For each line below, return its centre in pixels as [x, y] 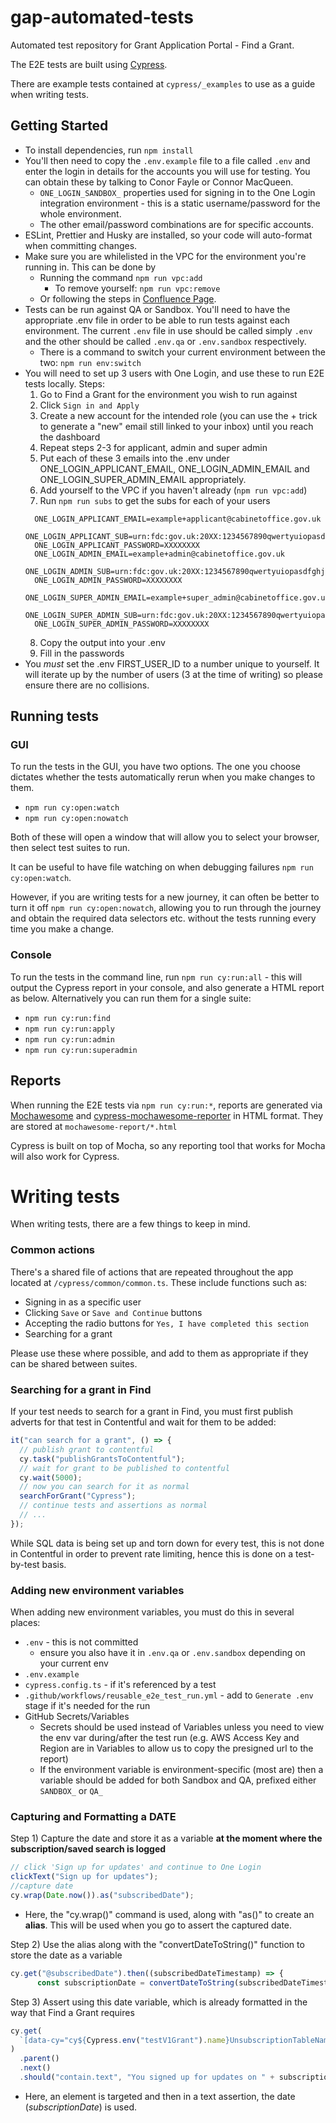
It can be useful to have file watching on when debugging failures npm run [162, 867]
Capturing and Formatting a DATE [93, 1817]
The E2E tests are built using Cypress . [89, 64]
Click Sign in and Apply [89, 405]
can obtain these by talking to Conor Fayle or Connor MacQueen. [159, 182]
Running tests [55, 716]
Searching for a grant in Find [81, 1389]
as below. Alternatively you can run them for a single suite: [131, 998]
